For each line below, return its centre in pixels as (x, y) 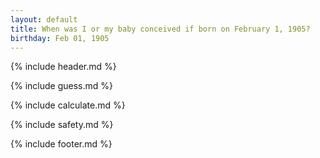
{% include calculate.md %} (68, 105)
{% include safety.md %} (62, 125)
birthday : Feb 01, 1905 (60, 38)
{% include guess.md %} (61, 86)
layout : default (44, 19)
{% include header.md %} (63, 67)
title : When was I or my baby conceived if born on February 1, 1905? (160, 29)
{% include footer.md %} (61, 144)
